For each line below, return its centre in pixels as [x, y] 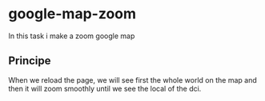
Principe [30, 61]
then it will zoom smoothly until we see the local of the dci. [105, 88]
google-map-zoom [72, 14]
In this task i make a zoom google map [72, 36]
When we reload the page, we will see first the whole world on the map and [133, 80]
